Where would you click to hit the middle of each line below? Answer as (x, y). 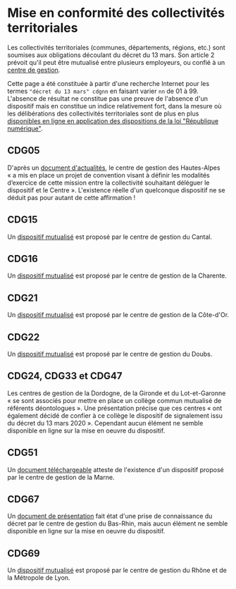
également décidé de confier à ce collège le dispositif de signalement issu (115, 415)
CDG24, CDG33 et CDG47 (65, 376)
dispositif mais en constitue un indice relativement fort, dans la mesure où (114, 106)
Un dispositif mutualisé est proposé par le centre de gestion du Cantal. (110, 237)
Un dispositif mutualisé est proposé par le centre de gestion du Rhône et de (117, 570)
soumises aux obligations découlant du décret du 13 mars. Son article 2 (111, 55)
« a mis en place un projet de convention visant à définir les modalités (108, 175)
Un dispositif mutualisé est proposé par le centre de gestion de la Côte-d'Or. (118, 315)
